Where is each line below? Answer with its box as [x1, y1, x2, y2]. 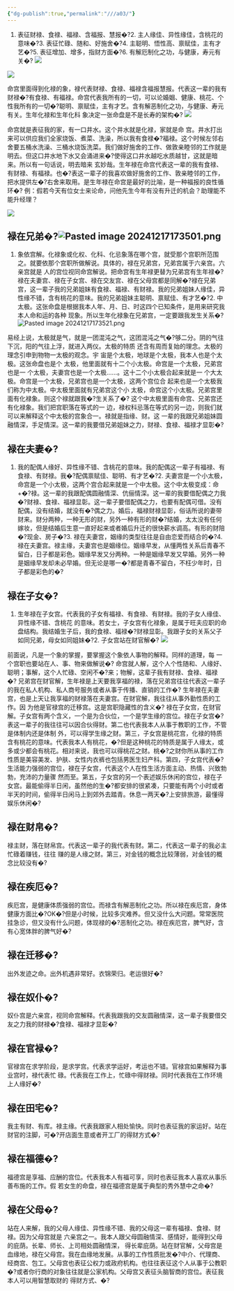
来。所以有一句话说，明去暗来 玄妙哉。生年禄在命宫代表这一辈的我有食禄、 [7, 160, 223, 168]
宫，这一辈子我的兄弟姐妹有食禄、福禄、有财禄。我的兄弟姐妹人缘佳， [17, 285, 219, 294]
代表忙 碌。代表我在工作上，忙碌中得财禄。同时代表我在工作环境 [37, 1071, 223, 1080]
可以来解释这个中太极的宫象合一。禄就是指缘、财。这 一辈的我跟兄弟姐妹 [7, 412, 217, 421]
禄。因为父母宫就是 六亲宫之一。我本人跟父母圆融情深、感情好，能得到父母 [7, 1232, 223, 1241]
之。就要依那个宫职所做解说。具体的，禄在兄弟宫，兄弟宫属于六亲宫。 [17, 259, 219, 267]
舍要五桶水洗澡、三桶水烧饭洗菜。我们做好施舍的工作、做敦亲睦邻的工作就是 [7, 142, 227, 151]
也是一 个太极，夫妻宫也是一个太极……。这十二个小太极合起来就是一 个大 [7, 368, 217, 377]
